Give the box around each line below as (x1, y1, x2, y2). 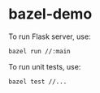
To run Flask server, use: (8, 32, 91, 41)
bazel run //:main (8, 47, 71, 55)
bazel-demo (8, 5, 93, 23)
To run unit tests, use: (8, 61, 81, 71)
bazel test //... (8, 78, 67, 86)
